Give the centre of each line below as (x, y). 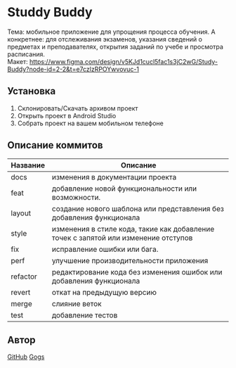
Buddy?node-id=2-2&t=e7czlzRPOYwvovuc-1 (73, 69)
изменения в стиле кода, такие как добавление (133, 229)
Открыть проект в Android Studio (67, 115)
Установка (32, 91)
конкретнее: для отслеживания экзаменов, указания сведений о (105, 39)
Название (28, 165)
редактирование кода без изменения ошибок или (137, 272)
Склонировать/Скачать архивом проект (78, 108)
